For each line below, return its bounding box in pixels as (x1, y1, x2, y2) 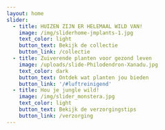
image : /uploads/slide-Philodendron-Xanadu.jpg (19, 61, 158, 68)
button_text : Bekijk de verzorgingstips (19, 106, 137, 113)
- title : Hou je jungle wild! (12, 87, 99, 94)
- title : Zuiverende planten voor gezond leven (12, 55, 153, 62)
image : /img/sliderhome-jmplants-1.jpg (19, 29, 134, 36)
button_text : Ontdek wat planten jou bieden (19, 74, 149, 81)
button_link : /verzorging (19, 112, 94, 119)
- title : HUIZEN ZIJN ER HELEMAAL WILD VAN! (12, 23, 143, 30)
